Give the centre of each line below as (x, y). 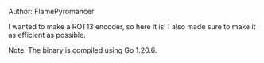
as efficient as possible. (47, 35)
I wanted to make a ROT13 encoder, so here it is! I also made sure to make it (132, 26)
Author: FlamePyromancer (51, 11)
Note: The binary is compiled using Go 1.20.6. (83, 50)
